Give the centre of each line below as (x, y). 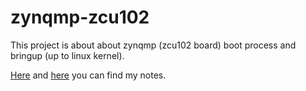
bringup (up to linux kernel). (67, 55)
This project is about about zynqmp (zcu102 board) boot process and (153, 45)
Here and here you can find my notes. (88, 75)
